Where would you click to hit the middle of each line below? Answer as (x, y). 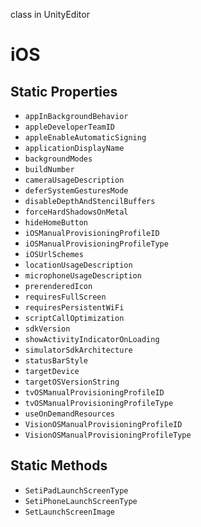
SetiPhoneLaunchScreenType (81, 501)
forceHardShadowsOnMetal (76, 212)
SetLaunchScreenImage (69, 512)
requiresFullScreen (65, 297)
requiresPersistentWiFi (74, 308)
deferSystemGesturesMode (76, 191)
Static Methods (59, 465)
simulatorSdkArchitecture (78, 350)
